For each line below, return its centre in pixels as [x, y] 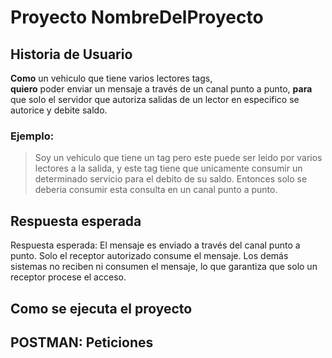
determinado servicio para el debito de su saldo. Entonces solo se [171, 179]
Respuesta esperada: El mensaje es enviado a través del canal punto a [155, 245]
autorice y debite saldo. [59, 110]
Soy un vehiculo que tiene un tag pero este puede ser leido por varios [178, 158]
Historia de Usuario [71, 54]
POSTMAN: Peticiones [82, 342]
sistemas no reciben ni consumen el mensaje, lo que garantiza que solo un [164, 267]
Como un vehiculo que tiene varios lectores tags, [111, 78]
